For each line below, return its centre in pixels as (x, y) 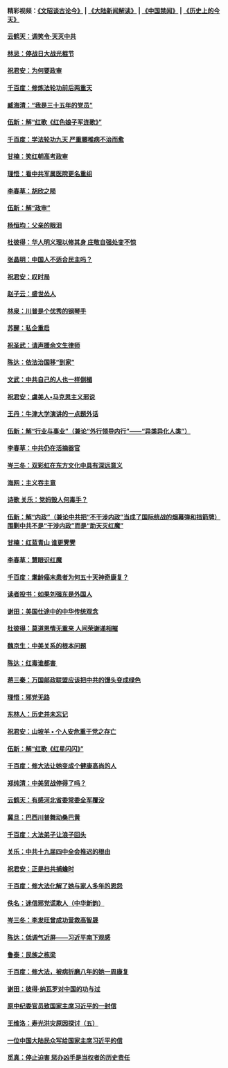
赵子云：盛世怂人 (32, 294)
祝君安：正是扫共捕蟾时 (41, 869)
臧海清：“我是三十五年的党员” (50, 105)
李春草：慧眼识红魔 (35, 560)
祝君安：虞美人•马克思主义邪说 (51, 397)
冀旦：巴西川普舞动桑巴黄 (44, 817)
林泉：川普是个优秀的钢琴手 (47, 311)
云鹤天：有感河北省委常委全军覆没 (56, 800)
